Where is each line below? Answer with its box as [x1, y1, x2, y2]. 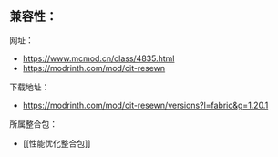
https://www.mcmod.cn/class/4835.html [22, 53, 175, 64]
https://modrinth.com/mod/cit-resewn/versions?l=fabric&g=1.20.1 [22, 99, 269, 110]
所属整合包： [9, 118, 57, 130]
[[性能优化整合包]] [22, 138, 91, 149]
